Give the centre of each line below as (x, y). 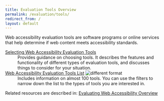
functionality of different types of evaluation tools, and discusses (83, 63)
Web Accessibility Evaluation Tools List (45, 73)
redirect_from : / (23, 19)
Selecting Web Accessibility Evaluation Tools (51, 52)
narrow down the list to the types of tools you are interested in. (82, 84)
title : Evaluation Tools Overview (41, 10)
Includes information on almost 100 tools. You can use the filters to (85, 78)
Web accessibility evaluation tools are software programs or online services (82, 37)
